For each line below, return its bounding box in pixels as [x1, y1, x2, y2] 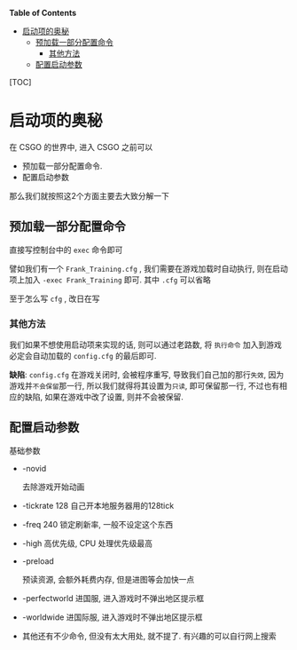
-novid [21, 463, 47, 473]
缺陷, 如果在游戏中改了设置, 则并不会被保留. [24, 392, 184, 402]
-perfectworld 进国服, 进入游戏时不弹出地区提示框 [21, 592, 205, 603]
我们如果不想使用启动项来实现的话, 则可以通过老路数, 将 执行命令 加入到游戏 [9, 339, 282, 350]
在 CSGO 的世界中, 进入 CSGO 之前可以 [9, 141, 153, 152]
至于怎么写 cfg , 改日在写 [9, 293, 100, 304]
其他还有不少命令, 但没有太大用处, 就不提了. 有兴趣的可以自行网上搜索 [21, 630, 277, 641]
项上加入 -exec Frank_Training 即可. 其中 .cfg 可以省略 [9, 274, 211, 285]
